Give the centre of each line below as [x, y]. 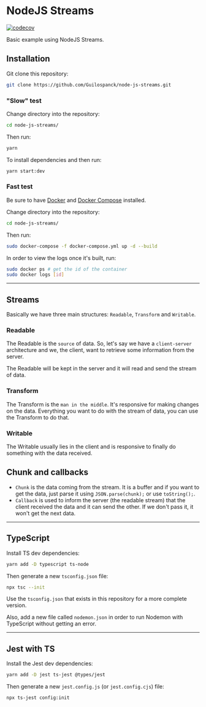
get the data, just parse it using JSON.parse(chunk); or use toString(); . [105, 494]
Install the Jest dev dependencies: [50, 663]
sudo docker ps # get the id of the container [67, 269]
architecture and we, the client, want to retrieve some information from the [100, 350]
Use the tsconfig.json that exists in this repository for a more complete [97, 599]
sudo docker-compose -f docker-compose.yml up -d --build [82, 246]
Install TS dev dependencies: [43, 553]
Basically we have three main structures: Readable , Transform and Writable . [101, 315]
